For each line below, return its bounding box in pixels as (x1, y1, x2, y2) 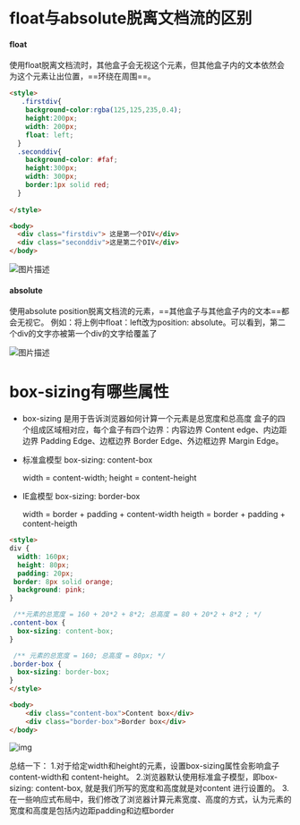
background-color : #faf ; (25, 156, 118, 165)
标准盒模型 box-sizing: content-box (21, 455, 153, 465)
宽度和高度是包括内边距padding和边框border (9, 804, 175, 815)
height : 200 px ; (25, 114, 78, 123)
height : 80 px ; (17, 560, 70, 569)
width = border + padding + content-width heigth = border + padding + (21, 509, 287, 520)
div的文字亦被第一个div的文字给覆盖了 (16, 328, 158, 339)
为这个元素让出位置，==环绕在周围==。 (9, 71, 157, 81)
